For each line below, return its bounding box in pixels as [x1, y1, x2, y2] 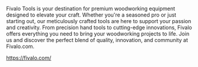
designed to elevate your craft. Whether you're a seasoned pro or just [6, 11, 177, 18]
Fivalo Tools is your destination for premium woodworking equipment [6, 5, 175, 12]
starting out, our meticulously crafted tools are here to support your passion [6, 18, 191, 24]
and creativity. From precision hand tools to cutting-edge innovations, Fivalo [6, 24, 193, 31]
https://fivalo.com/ [6, 55, 52, 61]
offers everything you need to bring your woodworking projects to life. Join [6, 30, 190, 37]
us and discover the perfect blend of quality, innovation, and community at [6, 37, 189, 43]
